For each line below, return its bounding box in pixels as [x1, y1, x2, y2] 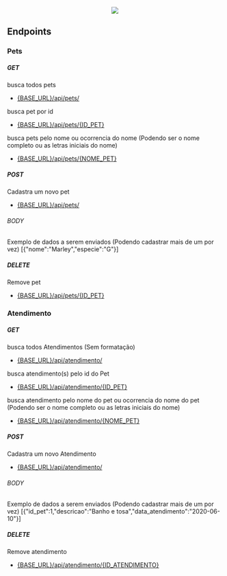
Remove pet [7, 278, 41, 286]
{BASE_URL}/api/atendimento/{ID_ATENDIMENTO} [16, 561, 159, 569]
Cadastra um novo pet [7, 187, 70, 196]
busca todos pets [7, 81, 56, 89]
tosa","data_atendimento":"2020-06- [116, 507, 220, 516]
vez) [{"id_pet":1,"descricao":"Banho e [7, 507, 115, 516]
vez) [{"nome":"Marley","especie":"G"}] [7, 245, 119, 253]
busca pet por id [7, 107, 53, 116]
